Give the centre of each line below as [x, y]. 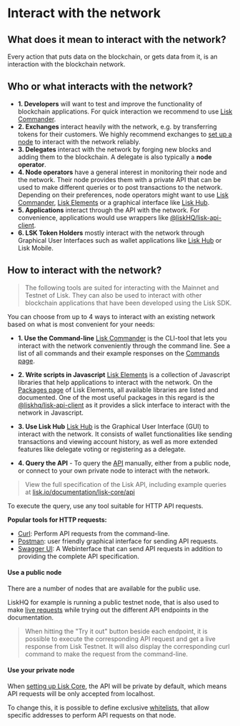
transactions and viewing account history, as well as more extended [117, 441]
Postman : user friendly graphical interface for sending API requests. [118, 541]
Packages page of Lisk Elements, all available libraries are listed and [118, 390]
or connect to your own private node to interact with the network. [114, 470]
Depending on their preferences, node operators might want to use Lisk [123, 195]
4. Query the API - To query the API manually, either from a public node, [124, 463]
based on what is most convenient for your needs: [81, 324]
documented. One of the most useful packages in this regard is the [116, 397]
